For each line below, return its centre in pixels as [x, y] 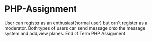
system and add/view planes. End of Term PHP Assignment [65, 33]
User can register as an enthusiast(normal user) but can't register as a [76, 23]
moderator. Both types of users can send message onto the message [75, 28]
